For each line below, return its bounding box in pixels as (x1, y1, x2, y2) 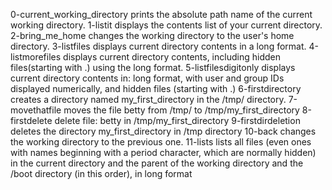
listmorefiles (10, 51, 62, 63)
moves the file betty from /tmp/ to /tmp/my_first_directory (63, 104, 300, 116)
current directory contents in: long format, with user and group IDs (10, 72, 285, 84)
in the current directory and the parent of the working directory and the (10, 157, 304, 169)
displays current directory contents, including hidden (63, 51, 281, 63)
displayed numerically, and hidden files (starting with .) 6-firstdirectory (10, 83, 302, 94)
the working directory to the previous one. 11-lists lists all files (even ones (10, 136, 312, 148)
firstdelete (10, 115, 53, 126)
